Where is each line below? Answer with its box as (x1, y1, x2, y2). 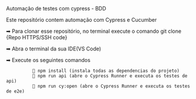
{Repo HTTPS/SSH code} (6, 34, 67, 40)
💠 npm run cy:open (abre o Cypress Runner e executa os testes (32, 83, 191, 89)
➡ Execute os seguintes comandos (6, 57, 91, 63)
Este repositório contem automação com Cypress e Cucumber (6, 16, 157, 23)
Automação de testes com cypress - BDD (6, 5, 107, 12)
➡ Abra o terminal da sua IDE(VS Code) (6, 45, 102, 52)
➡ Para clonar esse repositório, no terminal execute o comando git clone (6, 28, 182, 35)
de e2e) (6, 88, 25, 94)
